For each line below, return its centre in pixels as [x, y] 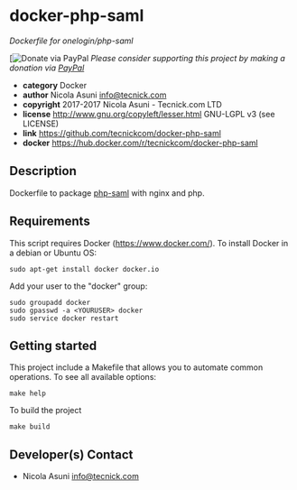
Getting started [53, 345]
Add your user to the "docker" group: [79, 286]
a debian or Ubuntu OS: [53, 253]
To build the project [46, 411]
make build [30, 427]
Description [43, 171]
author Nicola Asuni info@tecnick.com [94, 95]
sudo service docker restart [64, 318]
